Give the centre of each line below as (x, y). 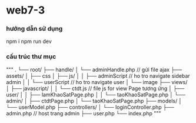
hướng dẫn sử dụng (34, 29)
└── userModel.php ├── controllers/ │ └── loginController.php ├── (90, 107)
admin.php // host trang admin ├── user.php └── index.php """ (84, 113)
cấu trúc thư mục (31, 56)
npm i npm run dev (29, 41)
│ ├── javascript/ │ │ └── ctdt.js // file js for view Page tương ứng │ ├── (95, 88)
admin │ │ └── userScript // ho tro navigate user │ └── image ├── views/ (97, 82)
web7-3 (26, 10)
